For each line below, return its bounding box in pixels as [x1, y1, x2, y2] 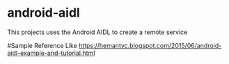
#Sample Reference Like [7, 41, 78, 49]
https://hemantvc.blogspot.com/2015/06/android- [79, 41, 222, 49]
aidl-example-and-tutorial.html [7, 49, 95, 57]
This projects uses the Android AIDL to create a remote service [7, 28, 188, 36]
